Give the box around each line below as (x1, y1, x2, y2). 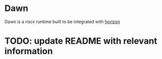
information (4, 46, 53, 57)
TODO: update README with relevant (4, 35, 158, 47)
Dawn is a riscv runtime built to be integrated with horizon (4, 19, 120, 24)
